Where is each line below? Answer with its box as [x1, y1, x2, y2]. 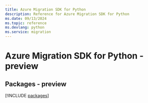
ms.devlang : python [5, 25, 45, 30]
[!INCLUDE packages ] [5, 93, 49, 98]
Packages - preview [5, 80, 67, 88]
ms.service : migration [5, 29, 51, 34]
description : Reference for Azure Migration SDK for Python [5, 12, 130, 16]
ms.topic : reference [5, 20, 47, 26]
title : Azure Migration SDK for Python [5, 7, 86, 12]
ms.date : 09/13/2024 [5, 16, 47, 21]
